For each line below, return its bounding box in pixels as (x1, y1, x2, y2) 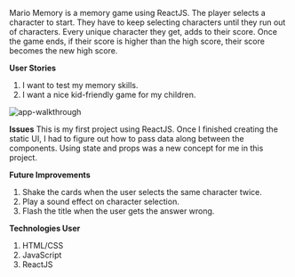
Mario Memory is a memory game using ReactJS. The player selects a (9, 8, 267, 18)
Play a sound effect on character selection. (21, 196, 179, 207)
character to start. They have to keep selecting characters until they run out (9, 17, 286, 28)
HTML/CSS (21, 240, 64, 250)
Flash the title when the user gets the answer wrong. (21, 206, 215, 216)
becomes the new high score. (9, 45, 118, 56)
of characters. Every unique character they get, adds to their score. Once (9, 27, 278, 37)
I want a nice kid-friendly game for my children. (21, 89, 196, 100)
